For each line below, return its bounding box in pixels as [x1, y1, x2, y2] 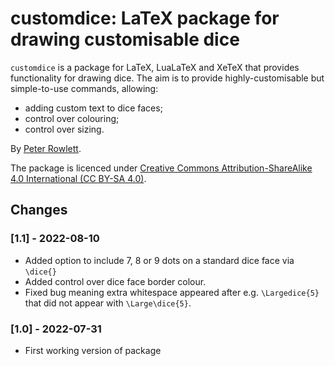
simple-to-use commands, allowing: [10, 82, 159, 94]
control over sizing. [24, 123, 105, 135]
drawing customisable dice [10, 28, 240, 51]
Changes [10, 202, 68, 219]
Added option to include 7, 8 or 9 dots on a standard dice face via [24, 254, 295, 266]
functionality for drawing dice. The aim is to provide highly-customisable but [10, 72, 325, 84]
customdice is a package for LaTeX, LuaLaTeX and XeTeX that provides [10, 61, 300, 73]
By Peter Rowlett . [10, 142, 82, 154]
